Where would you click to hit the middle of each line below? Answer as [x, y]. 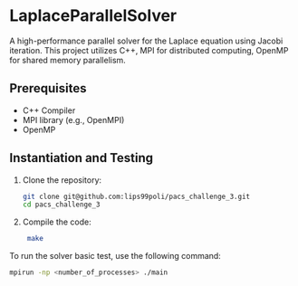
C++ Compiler [49, 110]
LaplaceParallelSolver [93, 16]
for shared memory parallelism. [68, 60]
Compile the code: [57, 222]
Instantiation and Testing [82, 158]
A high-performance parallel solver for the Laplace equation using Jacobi [146, 41]
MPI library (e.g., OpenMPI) [73, 119]
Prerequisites [48, 88]
